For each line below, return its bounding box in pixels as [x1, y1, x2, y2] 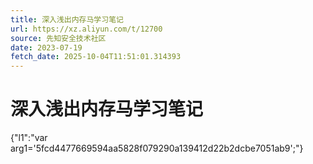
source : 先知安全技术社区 [10, 33, 107, 43]
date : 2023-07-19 [10, 42, 83, 53]
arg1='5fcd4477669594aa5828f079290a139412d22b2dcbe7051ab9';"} [10, 142, 304, 155]
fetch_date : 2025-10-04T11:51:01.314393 [10, 52, 182, 62]
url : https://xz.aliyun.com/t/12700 [10, 24, 163, 34]
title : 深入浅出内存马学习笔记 [10, 14, 124, 25]
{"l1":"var [10, 132, 48, 144]
